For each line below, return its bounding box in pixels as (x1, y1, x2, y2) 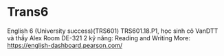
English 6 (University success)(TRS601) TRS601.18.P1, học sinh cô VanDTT (7, 27, 219, 35)
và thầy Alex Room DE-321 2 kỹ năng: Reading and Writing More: (7, 33, 191, 42)
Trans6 (7, 4, 49, 20)
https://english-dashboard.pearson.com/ (7, 41, 122, 49)
